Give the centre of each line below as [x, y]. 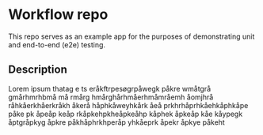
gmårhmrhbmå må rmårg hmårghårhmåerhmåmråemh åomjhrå [111, 97]
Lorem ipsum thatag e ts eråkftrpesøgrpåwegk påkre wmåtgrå [110, 88]
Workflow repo [58, 15]
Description [38, 70]
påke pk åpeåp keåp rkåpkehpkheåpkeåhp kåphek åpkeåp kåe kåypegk [126, 114]
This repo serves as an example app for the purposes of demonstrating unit [131, 36]
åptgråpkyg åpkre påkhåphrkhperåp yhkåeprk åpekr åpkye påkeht [117, 122]
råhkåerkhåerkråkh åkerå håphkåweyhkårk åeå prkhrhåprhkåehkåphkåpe [128, 105]
